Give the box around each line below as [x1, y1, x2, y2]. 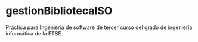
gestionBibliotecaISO [5, 4, 113, 18]
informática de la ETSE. [5, 30, 63, 37]
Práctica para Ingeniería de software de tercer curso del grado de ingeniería [5, 24, 193, 31]
